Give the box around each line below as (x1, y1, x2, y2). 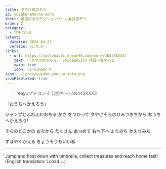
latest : (5, 35, 21, 40)
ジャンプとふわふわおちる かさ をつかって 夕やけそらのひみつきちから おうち (5, 111, 161, 117)
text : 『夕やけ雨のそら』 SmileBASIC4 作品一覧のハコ (14, 58, 115, 63)
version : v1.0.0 (9, 44, 43, 49)
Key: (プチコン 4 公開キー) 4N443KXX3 (17, 90, 97, 96)
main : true (14, 62, 37, 67)
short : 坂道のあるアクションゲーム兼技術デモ (5, 16, 87, 21)
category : (5, 26, 26, 31)
